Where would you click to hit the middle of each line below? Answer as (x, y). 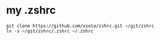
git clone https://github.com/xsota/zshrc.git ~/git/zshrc (80, 26)
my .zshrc (31, 10)
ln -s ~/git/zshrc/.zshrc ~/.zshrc (50, 31)
